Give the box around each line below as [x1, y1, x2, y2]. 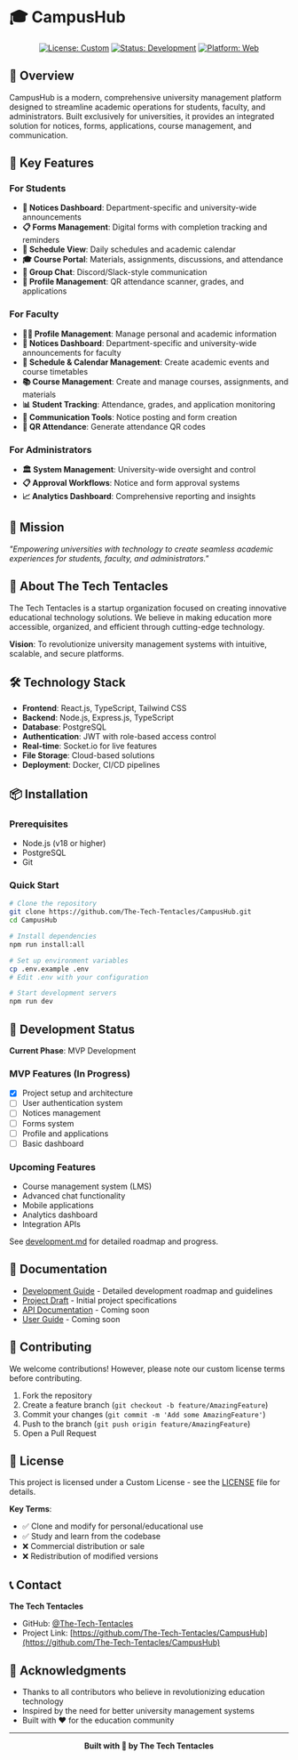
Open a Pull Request [21, 1427, 98, 1438]
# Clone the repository [9, 900, 98, 908]
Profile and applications [21, 1127, 109, 1139]
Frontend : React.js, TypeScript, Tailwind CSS [21, 703, 187, 714]
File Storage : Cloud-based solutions [21, 750, 155, 761]
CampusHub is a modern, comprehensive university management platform [9, 92, 282, 102]
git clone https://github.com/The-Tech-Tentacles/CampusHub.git [9, 908, 252, 916]
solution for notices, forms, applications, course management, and [9, 120, 253, 131]
